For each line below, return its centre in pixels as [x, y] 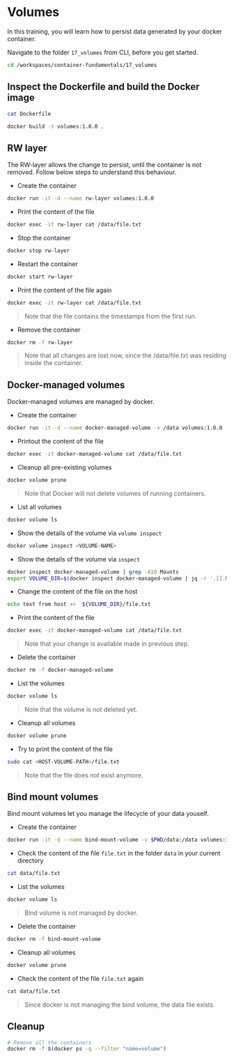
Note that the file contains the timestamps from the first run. [110, 316]
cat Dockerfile [29, 114]
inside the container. [54, 363]
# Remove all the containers [49, 1042]
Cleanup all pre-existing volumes [64, 467]
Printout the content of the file [61, 441]
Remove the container [49, 330]
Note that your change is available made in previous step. [107, 644]
